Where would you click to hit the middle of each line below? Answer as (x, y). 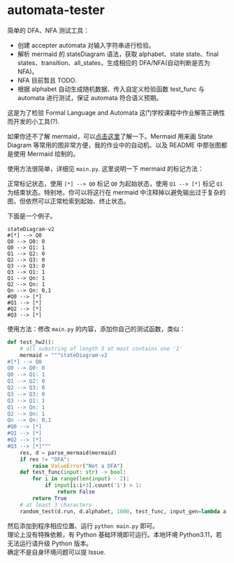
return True (50, 498)
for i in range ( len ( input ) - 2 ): (81, 479)
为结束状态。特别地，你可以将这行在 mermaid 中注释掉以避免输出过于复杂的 (116, 192)
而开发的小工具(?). (34, 121)
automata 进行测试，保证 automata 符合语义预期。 (90, 97)
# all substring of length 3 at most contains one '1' (101, 349)
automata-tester (56, 10)
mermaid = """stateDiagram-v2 (64, 355)
